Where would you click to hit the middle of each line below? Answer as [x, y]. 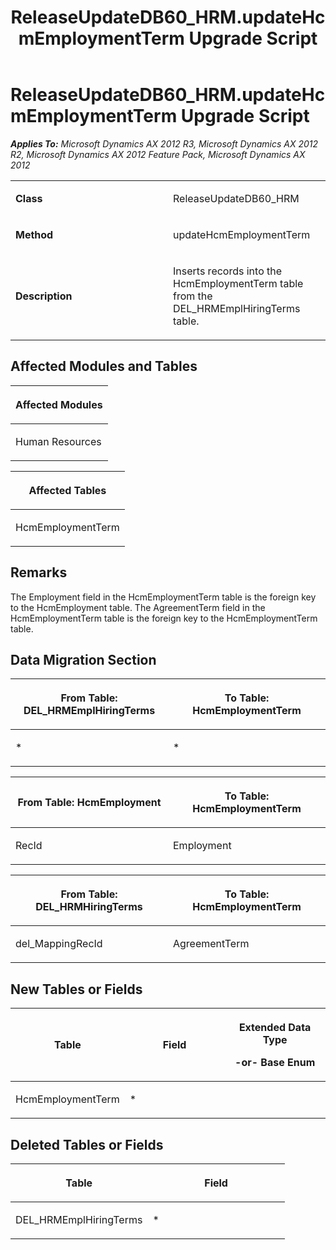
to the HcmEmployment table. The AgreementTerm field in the [138, 607]
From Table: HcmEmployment [89, 803]
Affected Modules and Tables [104, 366]
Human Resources [58, 441]
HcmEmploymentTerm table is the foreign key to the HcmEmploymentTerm [164, 618]
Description [44, 296]
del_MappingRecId [59, 944]
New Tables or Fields [76, 989]
